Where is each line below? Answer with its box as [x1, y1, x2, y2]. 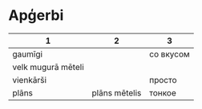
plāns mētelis [91, 87, 142, 98]
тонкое [149, 87, 176, 98]
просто [149, 74, 178, 85]
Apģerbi [8, 6, 64, 25]
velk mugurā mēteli [12, 61, 84, 72]
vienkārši [12, 74, 46, 85]
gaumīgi [12, 49, 42, 60]
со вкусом [149, 49, 190, 60]
